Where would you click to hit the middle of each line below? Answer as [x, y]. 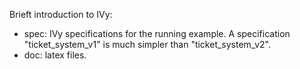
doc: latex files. [55, 55]
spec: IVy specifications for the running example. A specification [157, 33]
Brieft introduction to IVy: [61, 14]
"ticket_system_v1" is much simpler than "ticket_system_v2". [147, 44]
